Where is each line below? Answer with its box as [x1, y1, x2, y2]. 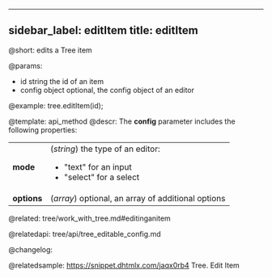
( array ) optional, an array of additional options [49, 192, 226, 204]
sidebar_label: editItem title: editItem [8, 23, 198, 37]
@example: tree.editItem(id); [8, 100, 104, 110]
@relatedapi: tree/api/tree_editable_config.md [8, 229, 161, 238]
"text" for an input [64, 161, 132, 172]
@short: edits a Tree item [8, 45, 93, 55]
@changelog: [8, 244, 53, 255]
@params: [8, 61, 43, 70]
